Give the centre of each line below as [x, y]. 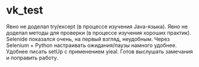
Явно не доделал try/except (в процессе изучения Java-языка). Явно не [97, 26]
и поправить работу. [32, 58]
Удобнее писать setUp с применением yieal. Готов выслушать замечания [99, 51]
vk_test [25, 10]
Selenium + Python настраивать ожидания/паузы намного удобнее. [91, 45]
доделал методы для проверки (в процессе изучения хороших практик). [99, 32]
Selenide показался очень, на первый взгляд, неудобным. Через [88, 39]
